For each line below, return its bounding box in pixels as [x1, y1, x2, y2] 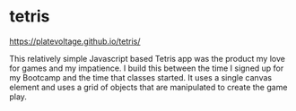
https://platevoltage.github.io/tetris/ [9, 36, 141, 47]
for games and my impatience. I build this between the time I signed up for [9, 63, 284, 73]
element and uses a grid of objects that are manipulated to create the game [9, 81, 288, 92]
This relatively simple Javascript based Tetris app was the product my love [9, 53, 285, 64]
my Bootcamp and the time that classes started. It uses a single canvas [9, 72, 272, 82]
